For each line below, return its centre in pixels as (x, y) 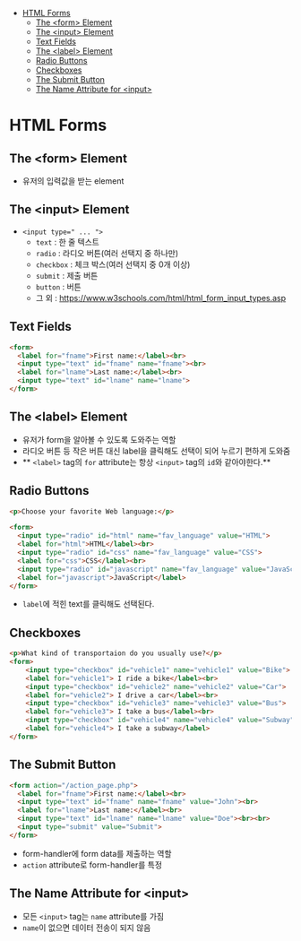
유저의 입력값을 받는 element (73, 181)
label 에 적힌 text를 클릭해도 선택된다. (88, 604)
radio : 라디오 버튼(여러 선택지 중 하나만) (107, 253)
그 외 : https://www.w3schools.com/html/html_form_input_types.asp (161, 298)
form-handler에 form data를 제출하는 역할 (97, 853)
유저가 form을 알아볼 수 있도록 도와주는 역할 (99, 439)
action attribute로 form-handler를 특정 (92, 865)
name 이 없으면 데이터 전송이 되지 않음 (86, 928)
